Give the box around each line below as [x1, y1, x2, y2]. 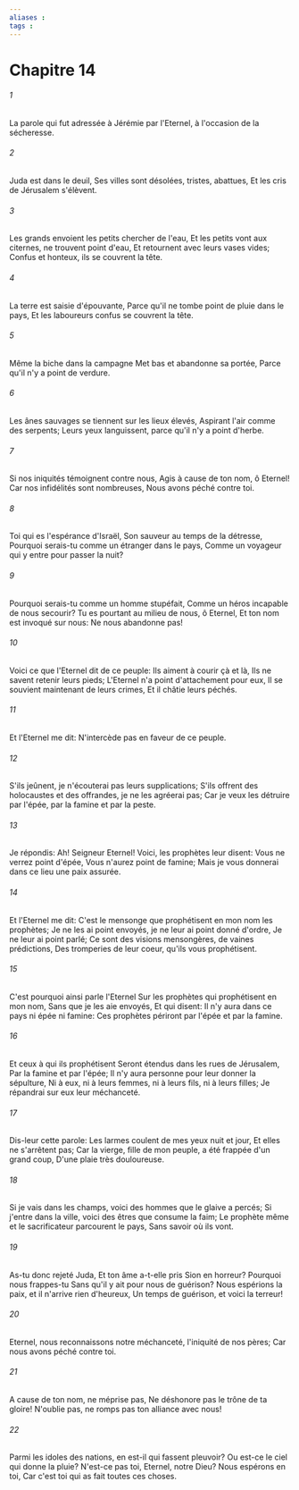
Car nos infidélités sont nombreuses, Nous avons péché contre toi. [9, 483, 254, 493]
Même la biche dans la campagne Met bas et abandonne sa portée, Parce [9, 358, 281, 368]
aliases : [9, 13, 46, 22]
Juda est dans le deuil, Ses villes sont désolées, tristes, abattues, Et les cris [9, 175, 287, 186]
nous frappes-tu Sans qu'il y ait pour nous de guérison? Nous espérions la [9, 1279, 283, 1290]
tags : [9, 21, 34, 30]
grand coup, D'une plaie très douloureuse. [9, 1154, 165, 1165]
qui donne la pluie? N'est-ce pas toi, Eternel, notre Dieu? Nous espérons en [9, 1461, 286, 1472]
